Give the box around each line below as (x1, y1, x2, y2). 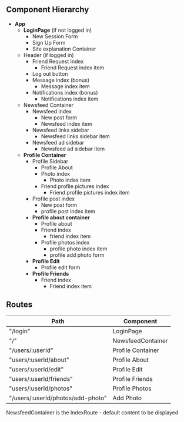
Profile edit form (41, 264, 81, 271)
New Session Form (32, 32, 78, 40)
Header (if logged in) (23, 51, 75, 58)
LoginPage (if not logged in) (23, 26, 92, 34)
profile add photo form (49, 251, 105, 258)
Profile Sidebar (32, 158, 69, 165)
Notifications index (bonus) (32, 89, 98, 96)
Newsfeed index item (41, 120, 93, 127)
